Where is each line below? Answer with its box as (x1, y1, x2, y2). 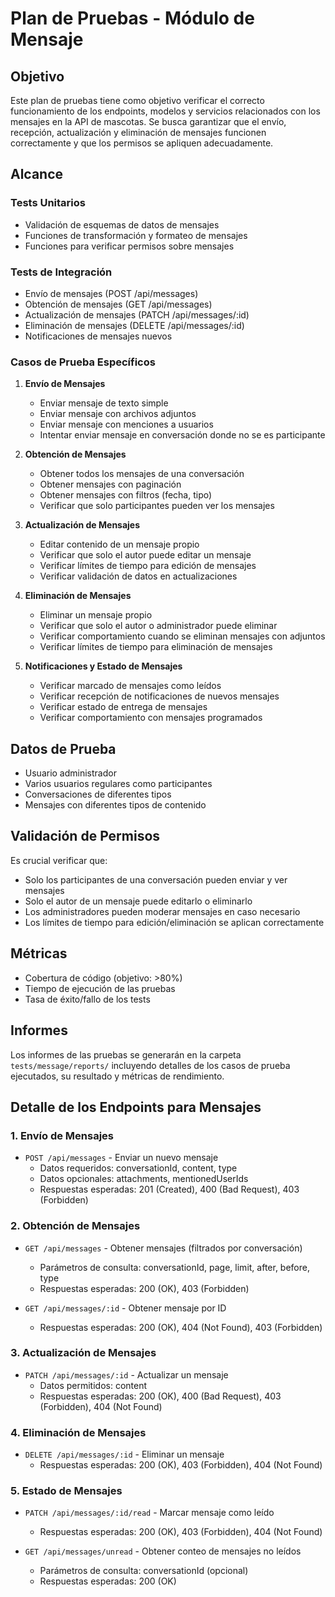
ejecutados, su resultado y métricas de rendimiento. (10, 1070, 225, 1082)
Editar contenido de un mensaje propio (39, 538, 200, 551)
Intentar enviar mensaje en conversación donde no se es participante (39, 429, 326, 441)
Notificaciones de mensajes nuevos (24, 330, 173, 342)
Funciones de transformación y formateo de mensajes (24, 229, 248, 241)
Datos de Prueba (10, 740, 117, 757)
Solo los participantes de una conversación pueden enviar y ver (24, 873, 288, 886)
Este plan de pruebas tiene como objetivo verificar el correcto (10, 95, 265, 106)
